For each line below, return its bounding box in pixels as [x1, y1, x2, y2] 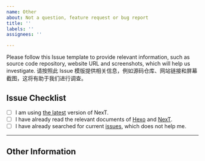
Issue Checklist [6, 92, 67, 103]
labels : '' [6, 26, 34, 32]
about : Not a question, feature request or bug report [6, 15, 149, 21]
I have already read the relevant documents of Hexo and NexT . [15, 116, 173, 123]
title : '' [6, 20, 32, 26]
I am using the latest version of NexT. [15, 109, 109, 116]
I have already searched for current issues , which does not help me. [15, 123, 187, 130]
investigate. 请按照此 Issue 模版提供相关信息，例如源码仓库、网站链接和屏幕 [6, 67, 198, 75]
